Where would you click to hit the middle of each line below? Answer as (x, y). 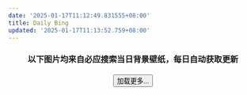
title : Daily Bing (38, 23)
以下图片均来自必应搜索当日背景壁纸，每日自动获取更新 (133, 59)
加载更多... (133, 81)
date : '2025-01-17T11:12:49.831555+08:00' (79, 15)
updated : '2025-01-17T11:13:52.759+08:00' (79, 30)
